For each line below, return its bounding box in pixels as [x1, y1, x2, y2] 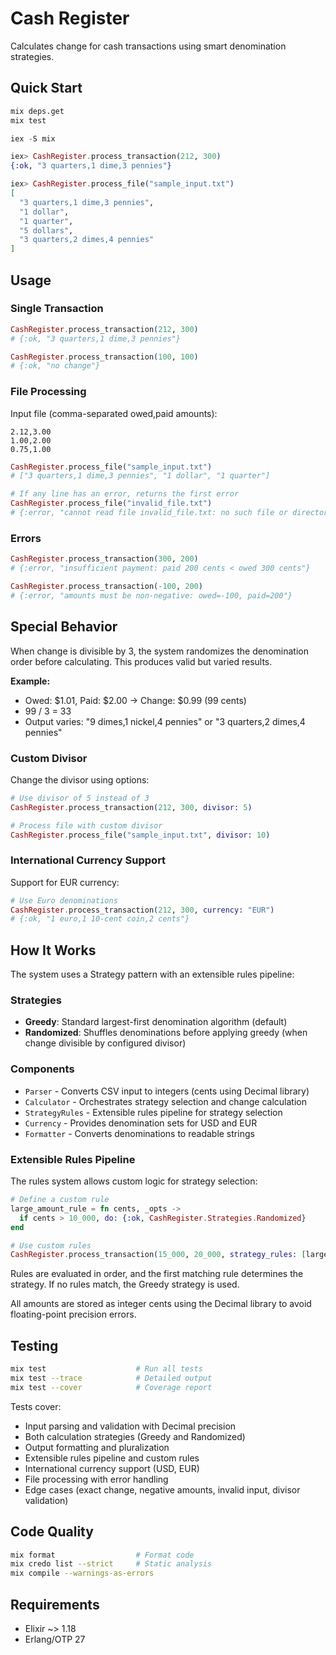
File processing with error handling [24, 1473, 169, 1485]
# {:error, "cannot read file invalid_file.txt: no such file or [10, 508, 288, 518]
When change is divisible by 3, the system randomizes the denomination [10, 645, 309, 657]
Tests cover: [10, 1400, 62, 1412]
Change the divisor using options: [10, 773, 150, 786]
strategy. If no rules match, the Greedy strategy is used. [10, 1278, 240, 1291]
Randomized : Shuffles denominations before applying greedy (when [24, 1027, 308, 1039]
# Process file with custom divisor [10, 820, 163, 831]
